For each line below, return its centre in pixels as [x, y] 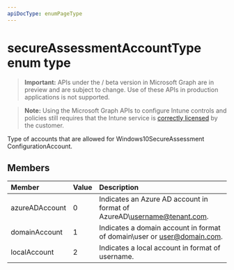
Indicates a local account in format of [160, 248]
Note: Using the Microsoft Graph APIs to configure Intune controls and [125, 110]
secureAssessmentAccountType [104, 48]
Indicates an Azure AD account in [154, 199]
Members [29, 168]
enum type [39, 63]
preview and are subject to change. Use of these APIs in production [121, 89]
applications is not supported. [67, 97]
